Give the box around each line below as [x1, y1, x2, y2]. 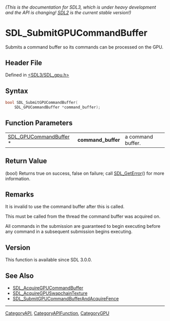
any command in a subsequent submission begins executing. [5, 228, 133, 235]
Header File [5, 58, 42, 67]
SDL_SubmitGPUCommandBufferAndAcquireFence [12, 295, 119, 301]
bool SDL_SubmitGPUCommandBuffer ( [5, 100, 78, 105]
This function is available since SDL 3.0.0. [5, 257, 92, 263]
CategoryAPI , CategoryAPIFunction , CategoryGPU [5, 310, 110, 316]
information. [5, 175, 31, 182]
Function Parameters [5, 119, 73, 128]
